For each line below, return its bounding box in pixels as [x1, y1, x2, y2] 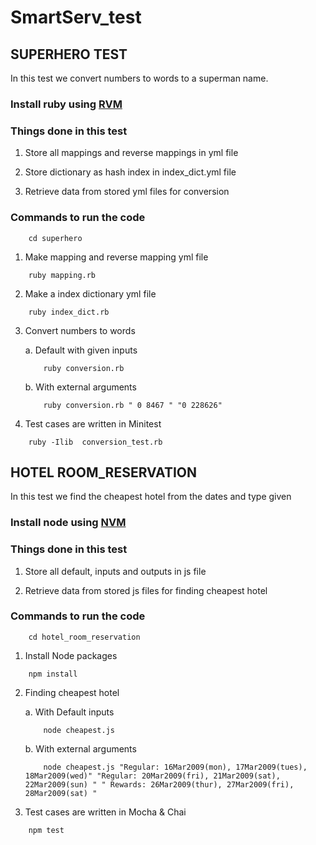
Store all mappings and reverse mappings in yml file [24, 147, 239, 159]
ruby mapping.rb [28, 270, 97, 280]
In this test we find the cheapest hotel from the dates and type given [10, 491, 292, 503]
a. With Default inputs [24, 706, 115, 718]
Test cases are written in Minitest [24, 417, 162, 430]
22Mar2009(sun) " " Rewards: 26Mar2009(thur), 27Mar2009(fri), [24, 779, 295, 790]
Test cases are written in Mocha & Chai [24, 806, 187, 818]
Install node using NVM [10, 516, 127, 530]
